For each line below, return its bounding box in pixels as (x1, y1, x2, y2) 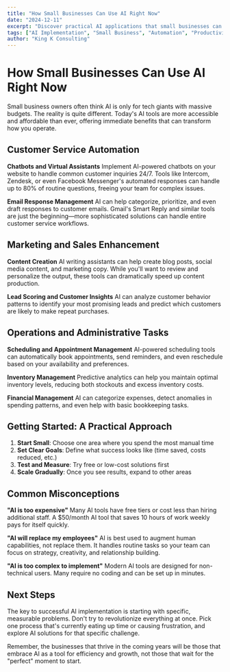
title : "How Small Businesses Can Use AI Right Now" (7, 10, 161, 17)
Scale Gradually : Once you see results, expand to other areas (16, 468, 192, 477)
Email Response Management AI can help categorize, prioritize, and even (7, 197, 216, 206)
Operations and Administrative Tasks (7, 327, 169, 339)
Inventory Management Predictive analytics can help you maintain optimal (7, 373, 218, 381)
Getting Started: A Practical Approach (7, 420, 172, 432)
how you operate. (7, 124, 57, 132)
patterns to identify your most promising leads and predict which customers (7, 300, 221, 308)
